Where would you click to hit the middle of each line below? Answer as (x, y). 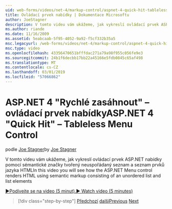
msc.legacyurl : (21, 44)
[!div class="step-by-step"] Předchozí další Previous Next (78, 201)
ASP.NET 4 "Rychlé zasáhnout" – (77, 102)
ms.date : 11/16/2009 (27, 34)
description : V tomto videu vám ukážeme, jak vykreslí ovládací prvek (82, 24)
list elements (19, 181)
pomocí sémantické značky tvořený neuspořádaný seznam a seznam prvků (85, 164)
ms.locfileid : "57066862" (33, 77)
